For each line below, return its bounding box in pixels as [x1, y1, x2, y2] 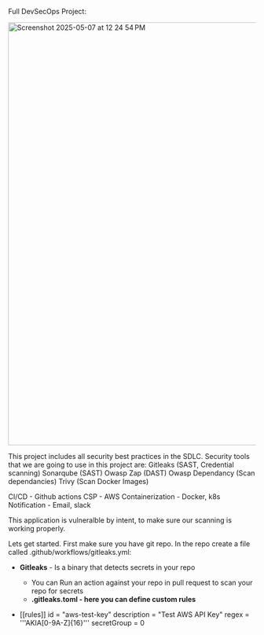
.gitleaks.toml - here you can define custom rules [31, 595, 196, 604]
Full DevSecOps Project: [8, 7, 86, 16]
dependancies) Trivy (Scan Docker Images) [8, 477, 149, 486]
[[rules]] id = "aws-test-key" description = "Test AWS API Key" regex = [19, 610, 250, 619]
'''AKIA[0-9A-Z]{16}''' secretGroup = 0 [19, 618, 145, 627]
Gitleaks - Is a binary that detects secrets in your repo [19, 563, 196, 572]
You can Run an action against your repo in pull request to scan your [31, 578, 253, 587]
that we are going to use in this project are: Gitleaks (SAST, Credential [8, 460, 234, 469]
